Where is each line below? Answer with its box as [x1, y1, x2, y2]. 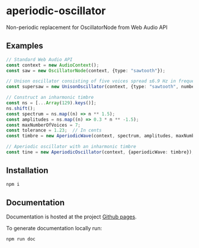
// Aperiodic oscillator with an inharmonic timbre [6, 144, 136, 150]
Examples [6, 41, 43, 51]
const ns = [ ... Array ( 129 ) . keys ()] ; [6, 100, 97, 106]
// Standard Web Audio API [6, 56, 73, 63]
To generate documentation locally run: [6, 225, 102, 232]
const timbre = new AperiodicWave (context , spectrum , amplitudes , [6, 133, 174, 139]
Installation [6, 166, 49, 176]
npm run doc [6, 236, 36, 242]
